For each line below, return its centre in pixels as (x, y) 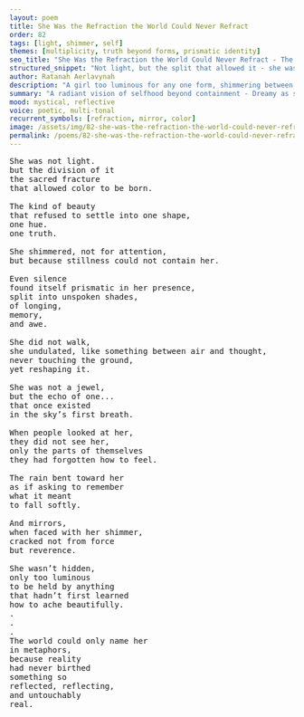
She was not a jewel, (57, 387)
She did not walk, (50, 342)
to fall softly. (45, 505)
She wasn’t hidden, (52, 568)
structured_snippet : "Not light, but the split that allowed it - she (145, 69)
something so (38, 677)
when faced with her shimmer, (76, 532)
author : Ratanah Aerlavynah (62, 77)
